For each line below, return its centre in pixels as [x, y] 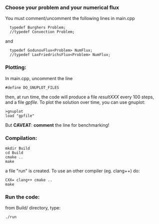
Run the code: [22, 197]
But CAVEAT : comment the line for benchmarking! [57, 125]
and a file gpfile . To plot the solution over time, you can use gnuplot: [75, 102]
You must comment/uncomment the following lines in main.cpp [70, 19]
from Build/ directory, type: [33, 208]
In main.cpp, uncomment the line [39, 78]
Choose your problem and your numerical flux [62, 8]
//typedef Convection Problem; [42, 32]
